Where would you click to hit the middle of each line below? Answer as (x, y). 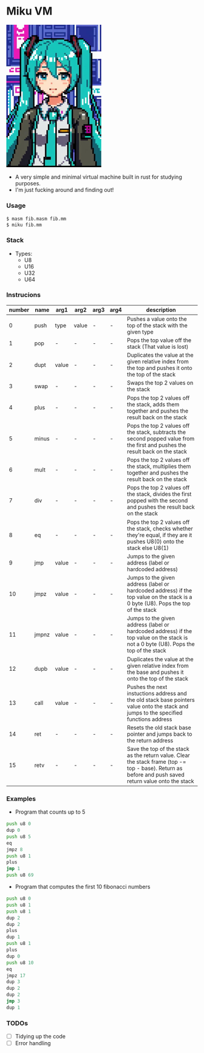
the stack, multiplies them (159, 467)
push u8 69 (20, 875)
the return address (150, 741)
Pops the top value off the (159, 340)
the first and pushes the (157, 445)
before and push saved (156, 775)
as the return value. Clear (158, 755)
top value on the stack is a (160, 597)
